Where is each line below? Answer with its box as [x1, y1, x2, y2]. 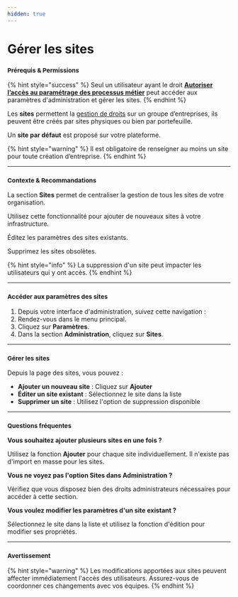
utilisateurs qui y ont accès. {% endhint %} [7, 268, 132, 277]
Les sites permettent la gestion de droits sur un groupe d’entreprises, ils [7, 109, 218, 118]
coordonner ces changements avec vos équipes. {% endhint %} [7, 581, 195, 590]
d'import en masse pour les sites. [7, 457, 105, 466]
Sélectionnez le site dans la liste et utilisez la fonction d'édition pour [7, 520, 205, 529]
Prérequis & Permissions [7, 66, 79, 75]
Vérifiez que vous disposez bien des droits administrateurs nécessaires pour [7, 485, 231, 493]
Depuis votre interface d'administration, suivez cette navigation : [17, 307, 207, 316]
